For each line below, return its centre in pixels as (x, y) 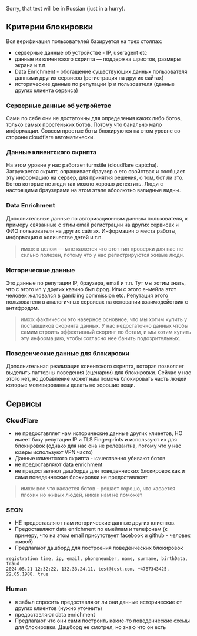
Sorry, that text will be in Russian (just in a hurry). (66, 9)
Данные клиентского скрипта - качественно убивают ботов (90, 458)
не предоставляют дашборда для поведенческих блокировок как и (100, 470)
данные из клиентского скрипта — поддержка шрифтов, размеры (98, 59)
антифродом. (23, 308)
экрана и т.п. (31, 65)
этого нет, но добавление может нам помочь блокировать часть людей (96, 379)
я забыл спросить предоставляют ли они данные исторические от (98, 602)
